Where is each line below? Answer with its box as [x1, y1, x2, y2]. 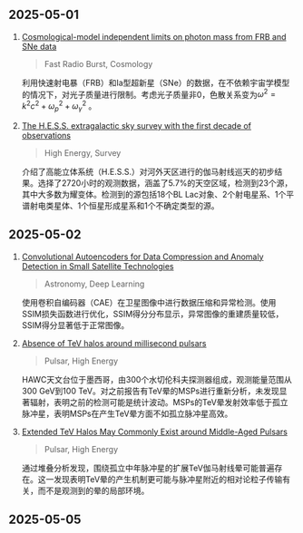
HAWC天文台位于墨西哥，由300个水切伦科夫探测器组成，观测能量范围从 [21, 373, 292, 384]
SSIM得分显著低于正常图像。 [21, 319, 130, 330]
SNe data [21, 41, 57, 52]
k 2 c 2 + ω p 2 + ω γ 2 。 [21, 99, 97, 113]
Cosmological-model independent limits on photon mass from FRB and [21, 31, 287, 42]
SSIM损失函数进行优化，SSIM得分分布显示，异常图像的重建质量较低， [21, 308, 284, 319]
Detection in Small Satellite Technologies [21, 260, 174, 271]
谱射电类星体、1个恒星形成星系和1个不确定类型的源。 [21, 199, 220, 211]
